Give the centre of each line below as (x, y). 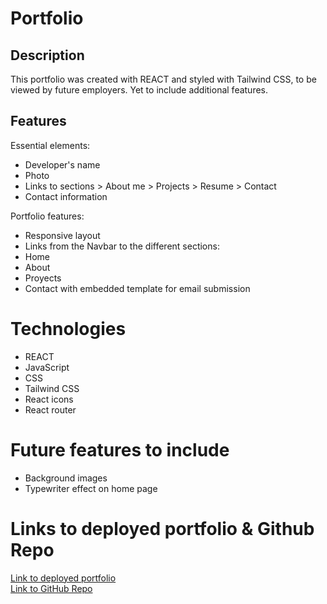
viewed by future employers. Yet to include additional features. (139, 90)
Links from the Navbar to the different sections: (122, 246)
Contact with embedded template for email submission (137, 288)
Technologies (68, 329)
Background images (66, 478)
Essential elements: (50, 145)
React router (50, 409)
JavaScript (47, 367)
